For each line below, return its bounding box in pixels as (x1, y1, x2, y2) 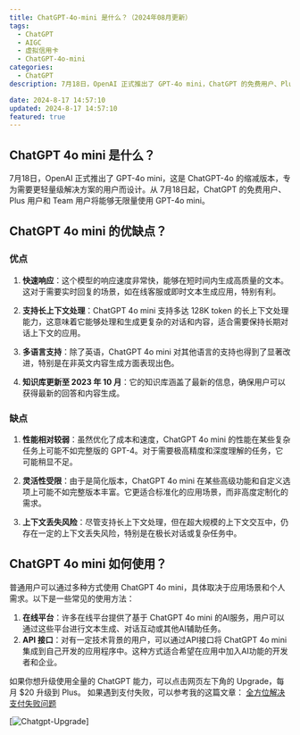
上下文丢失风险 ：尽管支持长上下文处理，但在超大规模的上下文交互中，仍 (21, 517, 288, 528)
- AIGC (17, 38, 42, 47)
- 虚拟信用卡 (17, 46, 60, 55)
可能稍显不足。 (21, 456, 78, 467)
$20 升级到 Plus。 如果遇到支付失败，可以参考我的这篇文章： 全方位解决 (19, 687, 286, 697)
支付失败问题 (9, 697, 56, 708)
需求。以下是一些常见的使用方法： (9, 593, 135, 604)
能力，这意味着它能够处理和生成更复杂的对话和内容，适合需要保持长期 (21, 316, 281, 327)
